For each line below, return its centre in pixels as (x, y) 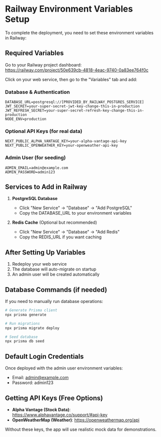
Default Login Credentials (44, 356)
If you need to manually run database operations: (54, 302)
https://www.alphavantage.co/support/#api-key (60, 415)
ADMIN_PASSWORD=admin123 (30, 172)
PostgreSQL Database (35, 199)
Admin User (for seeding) (35, 158)
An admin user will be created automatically (56, 274)
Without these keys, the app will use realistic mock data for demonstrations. (81, 429)
